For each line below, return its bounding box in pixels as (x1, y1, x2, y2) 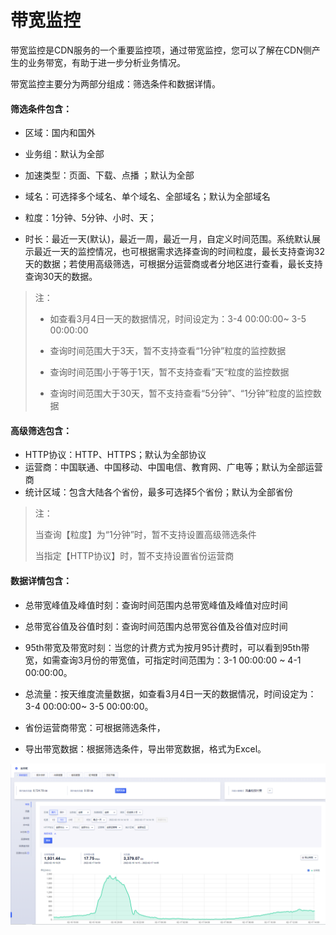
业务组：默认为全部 (24, 148, 105, 160)
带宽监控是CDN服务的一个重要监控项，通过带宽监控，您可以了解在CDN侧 (10, 44, 312, 56)
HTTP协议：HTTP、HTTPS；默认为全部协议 (24, 449, 207, 461)
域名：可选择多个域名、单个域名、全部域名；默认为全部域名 (24, 191, 271, 203)
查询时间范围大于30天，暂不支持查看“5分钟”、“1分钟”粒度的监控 (49, 387, 313, 400)
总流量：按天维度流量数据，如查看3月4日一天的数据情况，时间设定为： (24, 687, 317, 700)
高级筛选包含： (10, 424, 72, 436)
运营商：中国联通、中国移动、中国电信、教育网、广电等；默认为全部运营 (24, 461, 323, 473)
